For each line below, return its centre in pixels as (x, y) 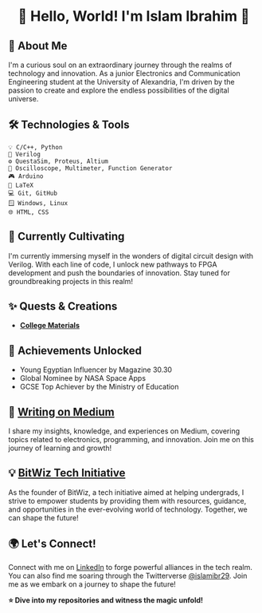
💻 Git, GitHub (33, 193)
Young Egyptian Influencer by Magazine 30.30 (96, 370)
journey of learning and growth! (60, 448)
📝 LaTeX (21, 185)
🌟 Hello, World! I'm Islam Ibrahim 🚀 (134, 16)
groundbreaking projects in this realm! (71, 281)
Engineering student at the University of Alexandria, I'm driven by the (121, 82)
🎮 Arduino (26, 176)
